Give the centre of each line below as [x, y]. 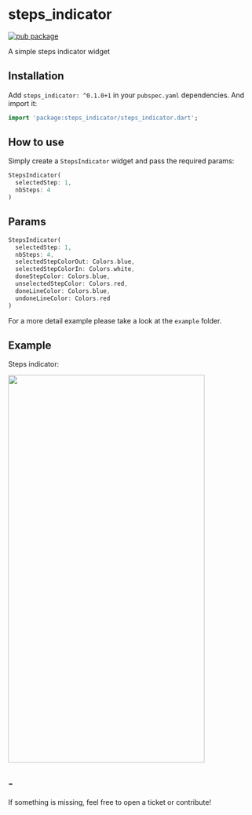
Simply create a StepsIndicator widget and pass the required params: [121, 161]
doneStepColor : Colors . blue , [63, 276]
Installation [36, 76]
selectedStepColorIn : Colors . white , [75, 269]
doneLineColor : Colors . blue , [63, 291]
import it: [23, 103]
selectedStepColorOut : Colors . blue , [75, 262]
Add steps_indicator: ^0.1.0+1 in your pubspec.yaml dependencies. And [126, 95]
